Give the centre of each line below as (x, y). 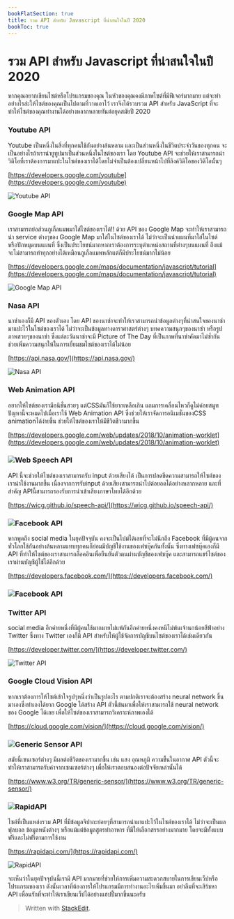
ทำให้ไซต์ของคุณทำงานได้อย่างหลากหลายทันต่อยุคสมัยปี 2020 (79, 112)
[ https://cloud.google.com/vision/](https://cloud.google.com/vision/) (106, 726)
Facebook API (39, 523)
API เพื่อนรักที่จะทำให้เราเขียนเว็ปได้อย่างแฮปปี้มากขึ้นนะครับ (77, 895)
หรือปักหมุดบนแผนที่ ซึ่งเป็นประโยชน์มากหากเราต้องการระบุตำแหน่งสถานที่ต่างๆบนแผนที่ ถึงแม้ (115, 244)
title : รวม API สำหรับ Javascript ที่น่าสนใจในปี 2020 (77, 20)
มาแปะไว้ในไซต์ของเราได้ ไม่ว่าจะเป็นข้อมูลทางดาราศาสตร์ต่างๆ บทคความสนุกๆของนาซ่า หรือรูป (115, 329)
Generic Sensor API (49, 744)
